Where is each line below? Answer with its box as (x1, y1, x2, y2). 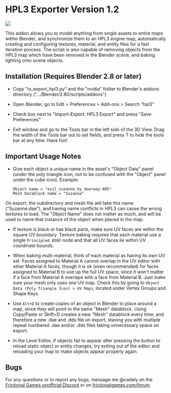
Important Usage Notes (5, 152, 81, 161)
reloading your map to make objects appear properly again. (12, 348, 138, 354)
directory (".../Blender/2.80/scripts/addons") (12, 91, 106, 97)
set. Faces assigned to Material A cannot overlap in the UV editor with (12, 257, 160, 264)
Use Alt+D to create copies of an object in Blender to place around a (12, 300, 157, 307)
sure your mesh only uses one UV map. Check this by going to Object (12, 279, 160, 286)
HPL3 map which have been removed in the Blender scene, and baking (5, 52, 155, 58)
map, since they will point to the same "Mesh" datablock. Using (12, 305, 147, 312)
